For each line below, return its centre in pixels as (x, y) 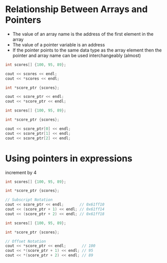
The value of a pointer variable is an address (59, 44)
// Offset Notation (26, 241)
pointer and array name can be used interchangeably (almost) (77, 55)
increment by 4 (21, 172)
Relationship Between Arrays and (76, 9)
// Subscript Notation (29, 200)
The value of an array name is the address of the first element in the (83, 34)
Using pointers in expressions (69, 158)
